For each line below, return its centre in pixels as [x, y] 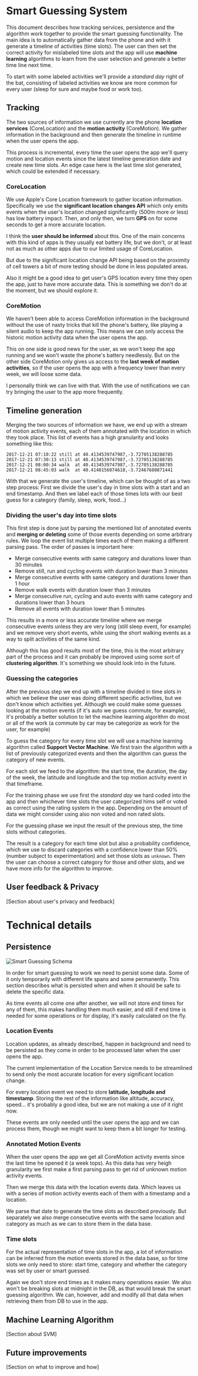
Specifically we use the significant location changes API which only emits [97, 206]
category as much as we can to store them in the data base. [79, 1224]
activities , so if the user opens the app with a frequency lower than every [96, 368]
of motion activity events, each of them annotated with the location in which [98, 431]
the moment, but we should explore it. [52, 291]
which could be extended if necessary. [53, 171]
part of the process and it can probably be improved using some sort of [93, 657]
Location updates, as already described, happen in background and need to [98, 1044]
